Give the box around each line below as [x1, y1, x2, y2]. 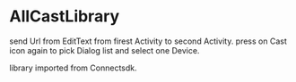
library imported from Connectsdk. [9, 62, 137, 73]
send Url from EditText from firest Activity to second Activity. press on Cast [9, 36, 287, 46]
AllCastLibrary [9, 6, 120, 27]
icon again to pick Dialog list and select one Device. [9, 45, 200, 55]
